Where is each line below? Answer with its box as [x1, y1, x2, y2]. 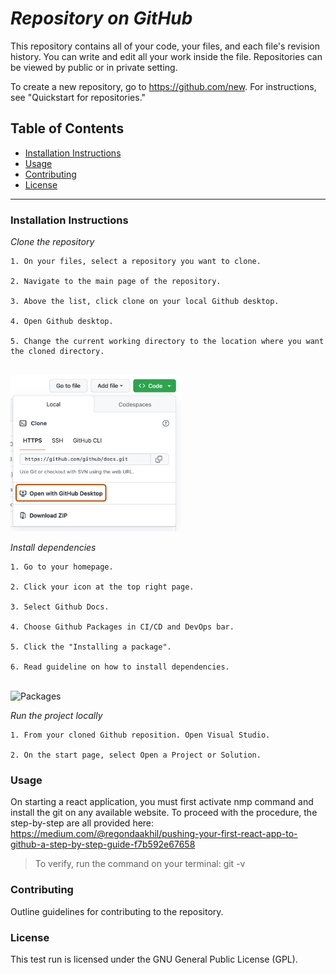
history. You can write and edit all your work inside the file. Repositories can [10, 50, 323, 62]
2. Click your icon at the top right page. [10, 582, 195, 592]
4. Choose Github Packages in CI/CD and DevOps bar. [10, 622, 235, 632]
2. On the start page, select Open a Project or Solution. [10, 750, 262, 761]
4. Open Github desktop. [10, 317, 114, 327]
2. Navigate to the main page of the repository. [10, 277, 222, 287]
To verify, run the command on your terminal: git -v [34, 858, 246, 870]
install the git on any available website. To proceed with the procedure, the [10, 807, 318, 819]
